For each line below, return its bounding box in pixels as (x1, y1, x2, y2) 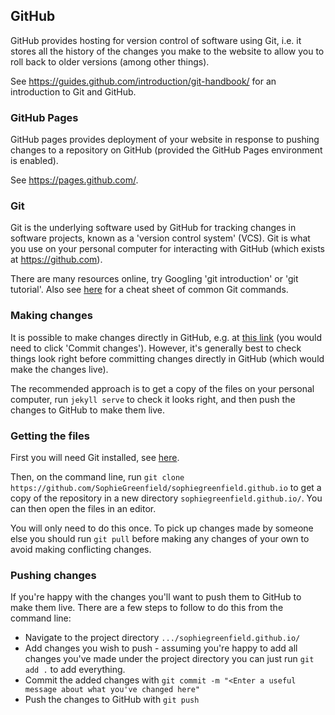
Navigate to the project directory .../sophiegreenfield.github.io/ (24, 632, 301, 644)
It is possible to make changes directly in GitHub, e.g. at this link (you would (10, 331, 323, 343)
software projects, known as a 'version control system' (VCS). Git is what (10, 232, 311, 244)
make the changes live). (10, 363, 109, 375)
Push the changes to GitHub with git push (24, 694, 200, 706)
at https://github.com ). (10, 254, 103, 266)
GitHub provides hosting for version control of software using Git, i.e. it (10, 34, 302, 46)
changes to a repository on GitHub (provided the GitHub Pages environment (10, 144, 323, 156)
